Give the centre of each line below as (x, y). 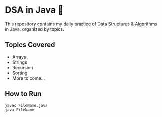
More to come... (29, 78)
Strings (20, 62)
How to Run (23, 94)
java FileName (20, 110)
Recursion (23, 67)
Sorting (20, 73)
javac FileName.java (27, 105)
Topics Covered (30, 45)
